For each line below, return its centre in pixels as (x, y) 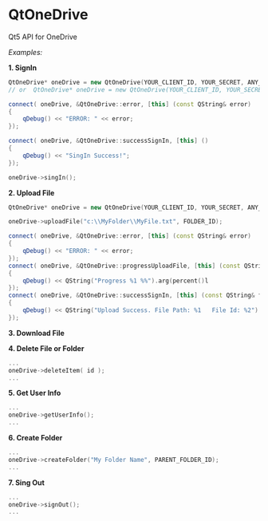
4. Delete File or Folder (46, 348)
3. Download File (37, 333)
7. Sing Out (27, 482)
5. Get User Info (35, 393)
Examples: (26, 52)
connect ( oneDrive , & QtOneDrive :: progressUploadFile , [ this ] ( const (124, 266)
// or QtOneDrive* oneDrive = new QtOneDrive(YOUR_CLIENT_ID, (116, 89)
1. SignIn (23, 67)
